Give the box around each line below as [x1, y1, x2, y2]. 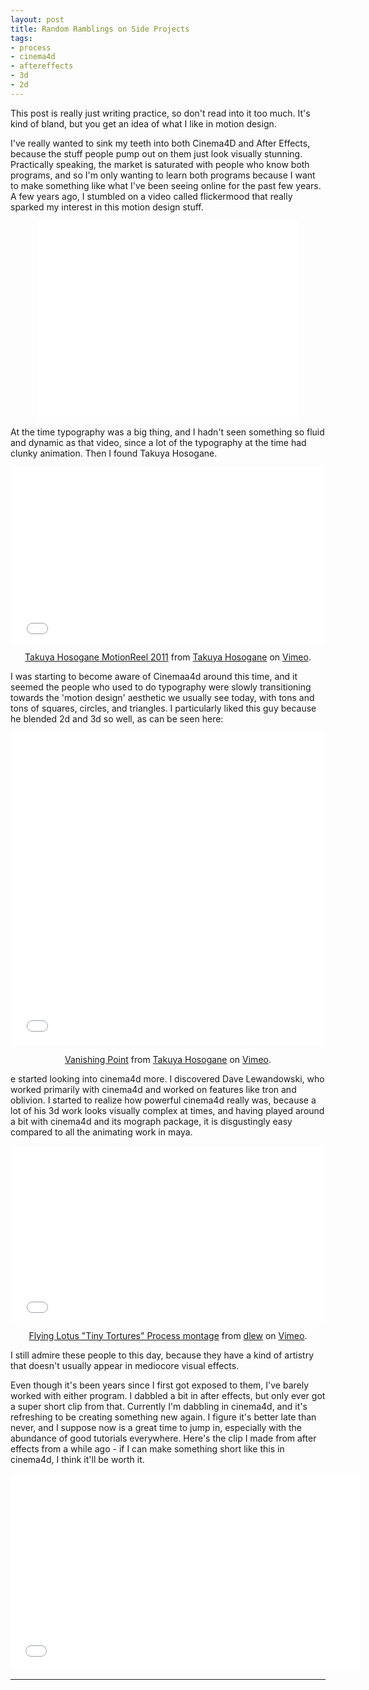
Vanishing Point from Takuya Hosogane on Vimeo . [64, 1053, 272, 1065]
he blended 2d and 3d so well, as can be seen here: [10, 712, 224, 725]
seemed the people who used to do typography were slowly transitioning [10, 681, 312, 693]
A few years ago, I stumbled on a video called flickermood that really [10, 190, 293, 202]
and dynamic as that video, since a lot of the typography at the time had [10, 436, 307, 448]
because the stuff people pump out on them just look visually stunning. [10, 147, 303, 160]
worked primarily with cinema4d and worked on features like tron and [10, 1083, 297, 1095]
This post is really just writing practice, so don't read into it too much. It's [10, 107, 311, 119]
